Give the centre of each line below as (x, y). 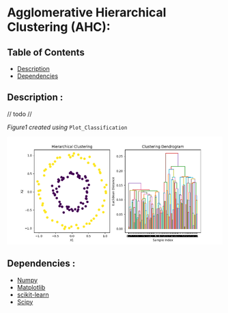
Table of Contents (46, 52)
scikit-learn (33, 295)
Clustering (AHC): (59, 27)
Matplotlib (31, 287)
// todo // (19, 113)
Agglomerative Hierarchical (87, 13)
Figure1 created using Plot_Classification (67, 127)
